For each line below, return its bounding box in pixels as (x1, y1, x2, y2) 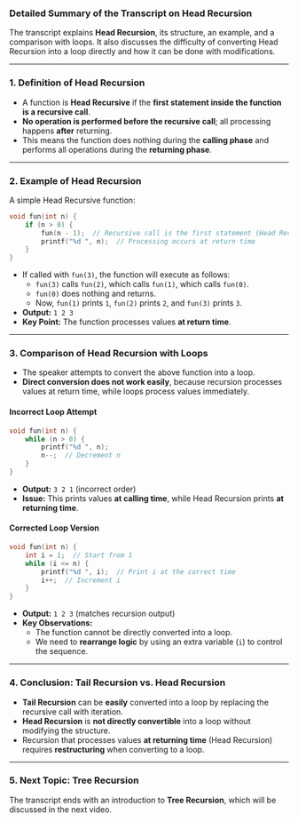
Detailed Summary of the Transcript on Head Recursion (9, 7, 253, 20)
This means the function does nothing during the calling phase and (21, 134, 269, 145)
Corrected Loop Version (9, 523, 99, 533)
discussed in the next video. (9, 803, 113, 815)
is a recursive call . (21, 106, 91, 117)
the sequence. (35, 646, 89, 657)
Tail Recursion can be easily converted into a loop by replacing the (21, 697, 269, 707)
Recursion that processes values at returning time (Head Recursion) (21, 734, 273, 745)
